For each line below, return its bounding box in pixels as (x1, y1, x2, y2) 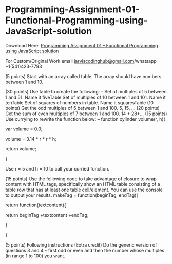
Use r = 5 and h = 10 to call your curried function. (5, 165, 109, 172)
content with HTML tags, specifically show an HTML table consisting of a (5, 181, 160, 187)
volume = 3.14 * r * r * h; (5, 136, 56, 142)
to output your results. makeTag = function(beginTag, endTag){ (5, 192, 139, 198)
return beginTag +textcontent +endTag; (5, 212, 89, 218)
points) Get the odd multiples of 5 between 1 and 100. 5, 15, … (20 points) (5, 105, 160, 111)
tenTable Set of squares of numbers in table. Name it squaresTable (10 (5, 99, 154, 106)
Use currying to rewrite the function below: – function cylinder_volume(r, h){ (5, 116, 166, 122)
